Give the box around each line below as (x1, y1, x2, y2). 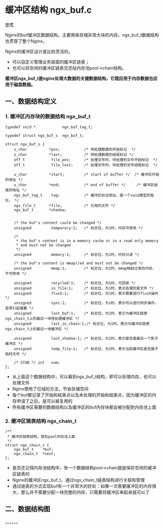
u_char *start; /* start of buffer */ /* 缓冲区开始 (14, 172, 160, 177)
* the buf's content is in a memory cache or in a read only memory (16, 238, 159, 243)
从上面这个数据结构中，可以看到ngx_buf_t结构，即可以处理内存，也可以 (12, 373, 157, 379)
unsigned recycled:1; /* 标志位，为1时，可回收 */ (14, 280, 136, 285)
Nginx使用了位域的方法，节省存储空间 (12, 386, 89, 391)
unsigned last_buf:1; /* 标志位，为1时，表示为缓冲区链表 (14, 311, 148, 316)
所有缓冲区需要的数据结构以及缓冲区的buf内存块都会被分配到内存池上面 (12, 404, 157, 410)
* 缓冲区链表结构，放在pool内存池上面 (7, 434, 75, 439)
